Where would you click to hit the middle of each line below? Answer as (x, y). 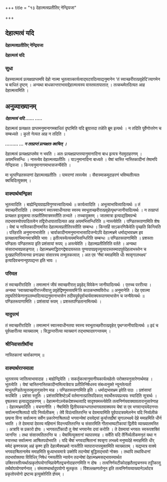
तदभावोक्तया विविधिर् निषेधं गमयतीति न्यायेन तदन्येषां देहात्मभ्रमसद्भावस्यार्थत (63, 457)
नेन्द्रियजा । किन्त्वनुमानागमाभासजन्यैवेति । (38, 165)
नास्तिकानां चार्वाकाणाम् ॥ (25, 355)
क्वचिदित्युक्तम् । (18, 180)
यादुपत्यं (12, 314)
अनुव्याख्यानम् (21, 106)
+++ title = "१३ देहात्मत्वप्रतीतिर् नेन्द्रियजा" (41, 8)
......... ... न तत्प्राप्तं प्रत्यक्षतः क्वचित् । (36, 144)
